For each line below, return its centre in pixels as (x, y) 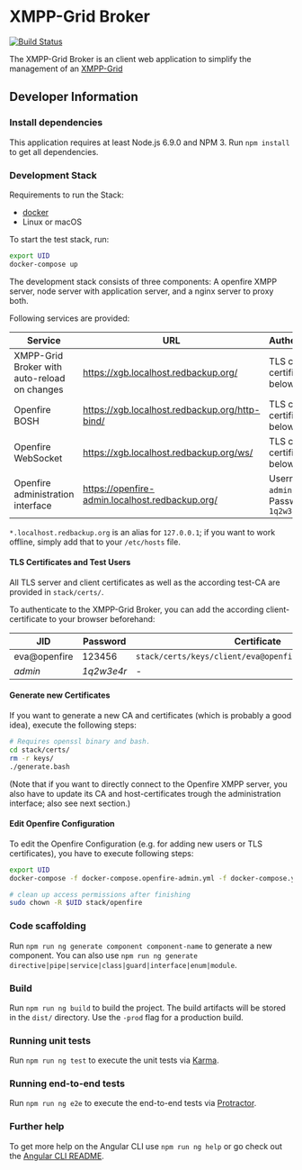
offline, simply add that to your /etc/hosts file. (95, 542)
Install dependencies (56, 123)
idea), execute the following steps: (73, 725)
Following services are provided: (70, 318)
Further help (37, 1127)
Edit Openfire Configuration (62, 824)
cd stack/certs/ (40, 750)
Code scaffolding (48, 926)
